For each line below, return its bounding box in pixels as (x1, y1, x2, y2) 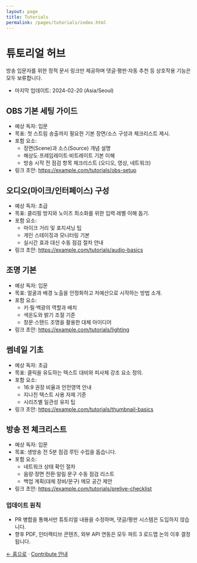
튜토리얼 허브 (6, 46, 66, 60)
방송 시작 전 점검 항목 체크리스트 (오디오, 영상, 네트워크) (23, 159, 151, 166)
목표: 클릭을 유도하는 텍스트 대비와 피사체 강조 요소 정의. (14, 368, 143, 376)
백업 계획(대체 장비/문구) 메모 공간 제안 (23, 478, 113, 485)
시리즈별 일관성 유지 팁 (23, 398, 76, 406)
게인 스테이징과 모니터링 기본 (23, 232, 90, 239)
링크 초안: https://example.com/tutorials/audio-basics (14, 246, 143, 253)
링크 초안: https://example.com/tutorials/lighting (14, 326, 129, 333)
